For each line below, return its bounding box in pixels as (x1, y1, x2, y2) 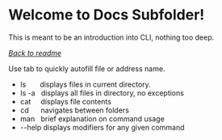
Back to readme (8, 48, 62, 57)
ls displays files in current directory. (19, 79, 151, 89)
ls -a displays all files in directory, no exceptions (19, 87, 184, 98)
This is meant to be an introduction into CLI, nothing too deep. (8, 32, 215, 42)
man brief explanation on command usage (19, 113, 165, 123)
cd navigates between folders (19, 105, 129, 115)
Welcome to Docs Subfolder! (8, 6, 205, 24)
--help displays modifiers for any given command (19, 122, 185, 132)
